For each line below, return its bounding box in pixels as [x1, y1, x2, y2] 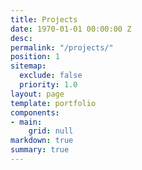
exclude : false [19, 71, 83, 81]
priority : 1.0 [19, 80, 78, 90]
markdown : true [10, 136, 74, 146]
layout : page [10, 89, 65, 99]
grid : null [28, 126, 74, 136]
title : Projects [10, 14, 78, 25]
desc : [10, 33, 33, 43]
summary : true [10, 145, 70, 155]
